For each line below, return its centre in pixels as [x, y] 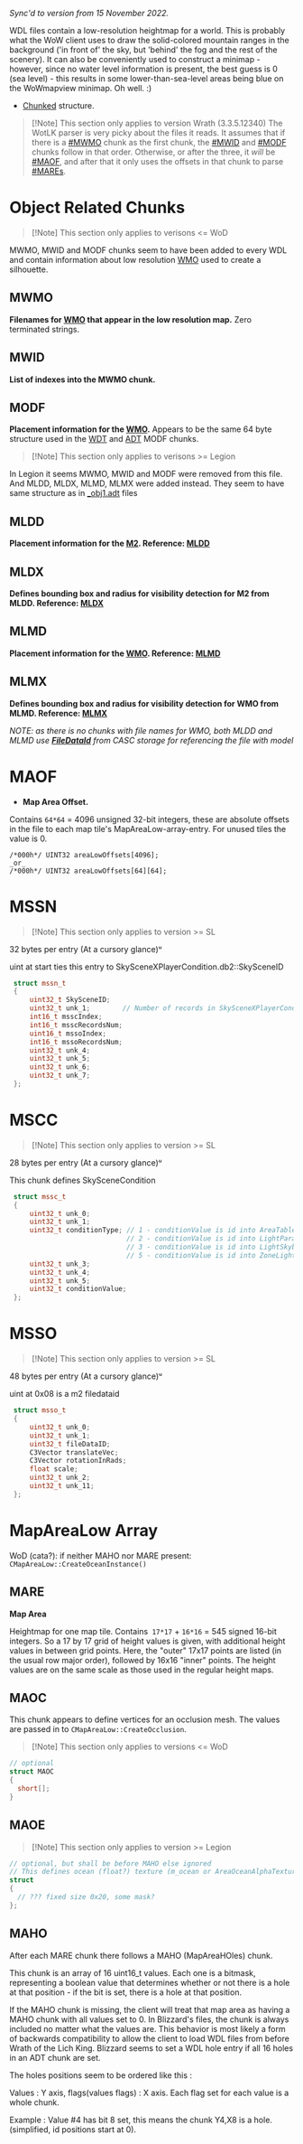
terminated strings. [45, 329]
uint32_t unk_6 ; [60, 1067]
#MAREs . [48, 171]
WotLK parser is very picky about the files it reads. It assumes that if [158, 133]
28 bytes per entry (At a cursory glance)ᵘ [86, 1162]
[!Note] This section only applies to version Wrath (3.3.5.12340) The [157, 123]
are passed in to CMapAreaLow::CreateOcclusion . [98, 1729]
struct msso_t [40, 1410]
